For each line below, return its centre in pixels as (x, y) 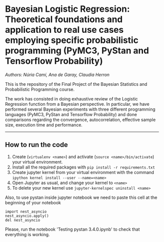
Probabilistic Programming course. (40, 89)
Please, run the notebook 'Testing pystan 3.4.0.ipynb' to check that (72, 229)
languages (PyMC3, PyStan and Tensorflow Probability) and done (71, 114)
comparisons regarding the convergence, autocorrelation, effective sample (81, 120)
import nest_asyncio (26, 212)
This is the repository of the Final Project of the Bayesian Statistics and (76, 84)
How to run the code (37, 145)
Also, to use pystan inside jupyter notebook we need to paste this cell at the (81, 197)
